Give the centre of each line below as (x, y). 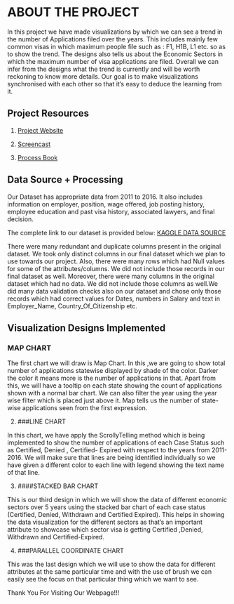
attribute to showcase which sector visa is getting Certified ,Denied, (105, 530)
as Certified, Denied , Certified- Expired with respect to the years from (109, 450)
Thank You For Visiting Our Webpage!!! (63, 593)
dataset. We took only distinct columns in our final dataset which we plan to (116, 254)
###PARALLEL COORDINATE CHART (70, 551)
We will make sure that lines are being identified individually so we (120, 458)
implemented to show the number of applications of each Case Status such (116, 442)
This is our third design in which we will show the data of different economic (117, 500)
